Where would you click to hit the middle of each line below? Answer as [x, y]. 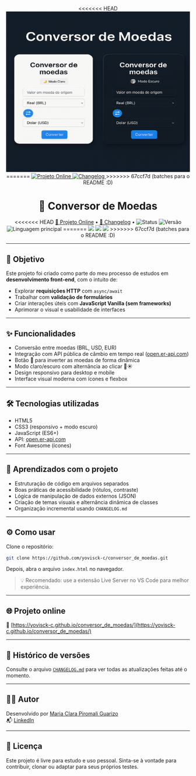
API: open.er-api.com [40, 439]
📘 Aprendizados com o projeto [62, 469]
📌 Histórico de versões [48, 655]
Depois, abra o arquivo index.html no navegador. [65, 569]
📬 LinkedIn [20, 720]
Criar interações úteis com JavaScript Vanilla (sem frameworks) [93, 304]
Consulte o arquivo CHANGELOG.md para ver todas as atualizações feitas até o [97, 669]
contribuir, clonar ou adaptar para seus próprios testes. [72, 767]
